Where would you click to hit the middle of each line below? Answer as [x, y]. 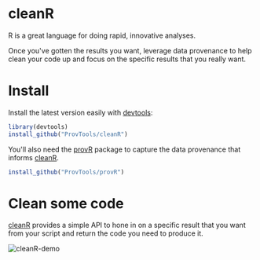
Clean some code [66, 203]
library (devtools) [38, 126]
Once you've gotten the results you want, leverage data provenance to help [130, 50]
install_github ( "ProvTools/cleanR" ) [68, 134]
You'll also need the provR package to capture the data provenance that [125, 149]
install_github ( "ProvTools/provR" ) [66, 172]
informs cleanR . [33, 157]
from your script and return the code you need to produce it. [106, 233]
